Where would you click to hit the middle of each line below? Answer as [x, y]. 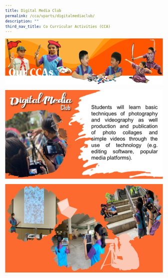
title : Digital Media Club [33, 10]
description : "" [22, 21]
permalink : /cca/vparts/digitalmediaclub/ [50, 16]
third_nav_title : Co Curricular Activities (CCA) [58, 26]
